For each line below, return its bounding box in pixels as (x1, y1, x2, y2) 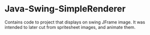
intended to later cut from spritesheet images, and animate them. (4, 24, 136, 30)
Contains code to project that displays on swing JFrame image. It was (4, 19, 146, 25)
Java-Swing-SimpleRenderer (4, 3, 126, 14)
